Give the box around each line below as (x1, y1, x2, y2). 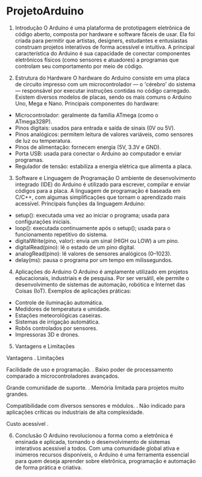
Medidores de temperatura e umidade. (14, 305, 111, 313)
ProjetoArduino (6, 4, 84, 18)
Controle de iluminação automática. (14, 299, 104, 306)
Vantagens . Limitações (6, 354, 65, 361)
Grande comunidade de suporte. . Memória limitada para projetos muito (6, 384, 185, 391)
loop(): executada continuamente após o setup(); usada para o (14, 224, 171, 231)
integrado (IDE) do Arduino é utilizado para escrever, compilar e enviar (14, 181, 191, 188)
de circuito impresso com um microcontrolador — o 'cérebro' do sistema (14, 80, 196, 88)
